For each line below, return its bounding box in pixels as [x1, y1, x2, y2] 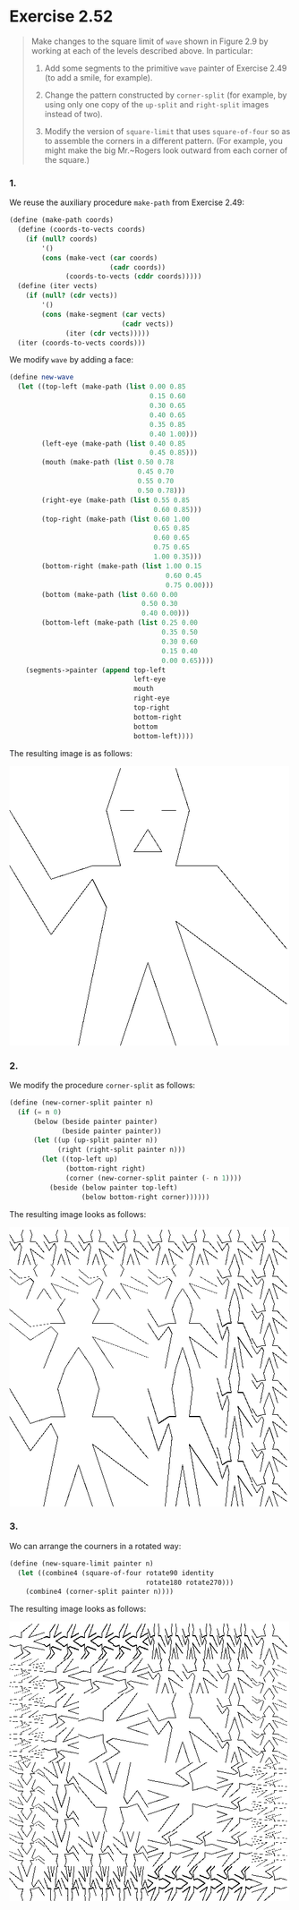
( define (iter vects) [17, 282, 98, 291]
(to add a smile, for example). [44, 72, 153, 82]
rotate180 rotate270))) [145, 1578, 235, 1587]
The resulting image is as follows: [9, 747, 132, 758]
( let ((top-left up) [41, 1155, 118, 1164]
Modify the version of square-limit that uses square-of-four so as [44, 125, 291, 136]
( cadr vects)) [121, 320, 175, 328]
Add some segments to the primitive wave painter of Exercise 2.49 [44, 63, 287, 73]
